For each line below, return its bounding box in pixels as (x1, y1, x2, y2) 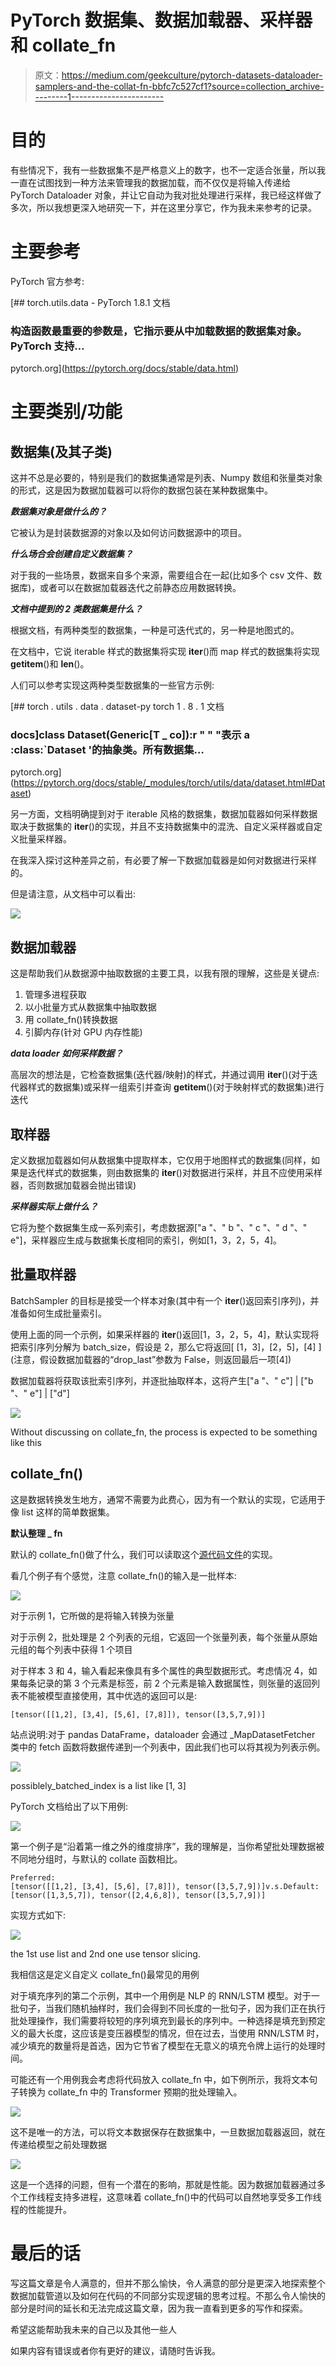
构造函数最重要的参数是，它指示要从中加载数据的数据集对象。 (10, 324, 308, 338)
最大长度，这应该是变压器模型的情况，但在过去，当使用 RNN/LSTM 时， (27, 2027, 325, 2039)
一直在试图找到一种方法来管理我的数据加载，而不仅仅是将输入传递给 (10, 176, 291, 188)
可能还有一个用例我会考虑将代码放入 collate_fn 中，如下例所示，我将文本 (10, 2073, 310, 2085)
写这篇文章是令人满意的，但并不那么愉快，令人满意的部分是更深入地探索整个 (10, 2277, 326, 2289)
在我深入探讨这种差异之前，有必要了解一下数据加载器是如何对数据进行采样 (10, 854, 317, 866)
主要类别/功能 (10, 401, 123, 423)
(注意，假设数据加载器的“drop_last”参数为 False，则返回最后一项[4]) (10, 1353, 292, 1365)
